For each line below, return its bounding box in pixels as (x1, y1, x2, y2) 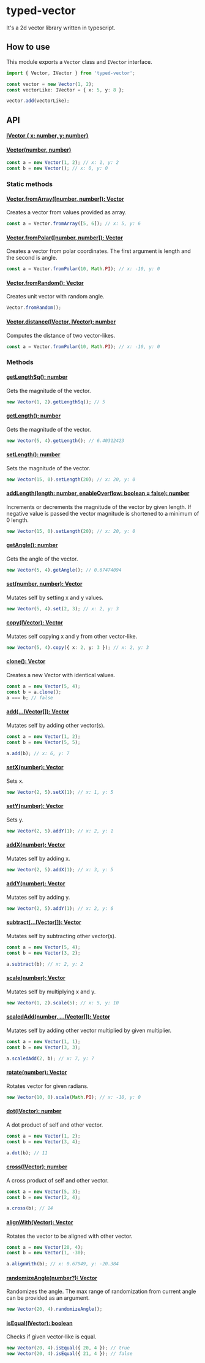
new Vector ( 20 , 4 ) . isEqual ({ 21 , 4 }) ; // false (6, 1351, 133, 1357)
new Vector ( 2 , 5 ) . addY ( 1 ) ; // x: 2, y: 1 (6, 828, 114, 834)
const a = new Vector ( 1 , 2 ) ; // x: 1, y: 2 (6, 160, 119, 166)
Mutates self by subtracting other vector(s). (6, 933, 116, 940)
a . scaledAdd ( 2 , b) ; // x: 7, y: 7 (6, 1055, 95, 1062)
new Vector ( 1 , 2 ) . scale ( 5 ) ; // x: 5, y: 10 (6, 1000, 119, 1006)
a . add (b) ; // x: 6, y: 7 (6, 750, 70, 756)
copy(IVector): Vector (6, 619, 63, 626)
